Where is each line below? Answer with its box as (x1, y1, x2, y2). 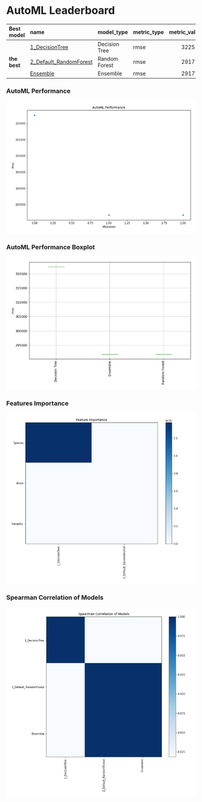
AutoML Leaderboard (6, 4, 115, 17)
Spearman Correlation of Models (6, 593, 104, 601)
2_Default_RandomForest (29, 58, 93, 66)
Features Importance (6, 399, 69, 407)
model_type (97, 28, 128, 36)
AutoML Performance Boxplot (6, 243, 95, 251)
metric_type (133, 28, 164, 36)
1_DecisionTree (29, 43, 69, 51)
